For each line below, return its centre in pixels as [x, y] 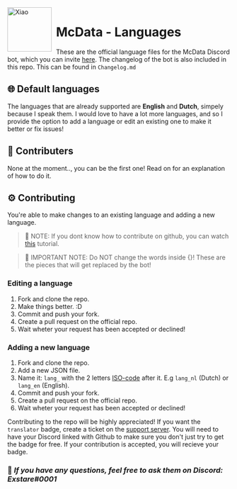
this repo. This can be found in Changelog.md [72, 67]
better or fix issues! [35, 129]
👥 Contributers [40, 151]
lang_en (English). [43, 385]
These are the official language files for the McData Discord [143, 52]
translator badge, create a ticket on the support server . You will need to [113, 429]
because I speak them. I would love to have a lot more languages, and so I [115, 113]
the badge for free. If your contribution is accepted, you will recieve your [113, 444]
